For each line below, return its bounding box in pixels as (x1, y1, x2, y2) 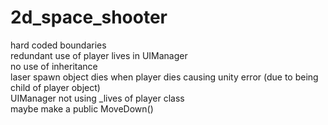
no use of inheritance (10, 60, 98, 72)
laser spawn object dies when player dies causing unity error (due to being (10, 71, 319, 83)
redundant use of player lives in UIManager (10, 49, 188, 61)
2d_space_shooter (10, 6, 168, 29)
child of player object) (10, 81, 101, 93)
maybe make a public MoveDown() (10, 102, 154, 115)
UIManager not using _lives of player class (10, 92, 185, 104)
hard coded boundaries (10, 39, 107, 51)
